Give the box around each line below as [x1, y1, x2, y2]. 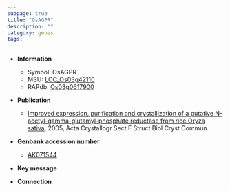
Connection [17, 177, 52, 186]
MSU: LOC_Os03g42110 [27, 75, 95, 83]
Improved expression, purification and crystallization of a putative [27, 110, 214, 118]
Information [17, 54, 52, 63]
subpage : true [7, 10, 48, 17]
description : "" [7, 23, 54, 30]
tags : [7, 36, 23, 43]
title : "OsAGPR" [7, 17, 54, 23]
